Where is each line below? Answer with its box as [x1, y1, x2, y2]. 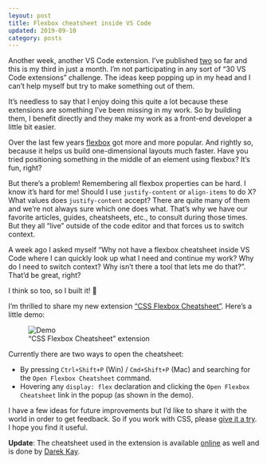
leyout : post [8, 11, 52, 20]
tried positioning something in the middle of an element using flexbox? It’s [8, 155, 251, 165]
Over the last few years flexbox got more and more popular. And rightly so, [8, 137, 253, 148]
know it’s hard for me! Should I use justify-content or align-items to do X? [8, 187, 257, 196]
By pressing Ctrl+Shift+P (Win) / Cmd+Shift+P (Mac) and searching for [19, 365, 251, 375]
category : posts [8, 34, 62, 42]
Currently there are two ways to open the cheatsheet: [8, 349, 184, 359]
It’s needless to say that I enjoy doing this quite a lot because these [8, 97, 229, 106]
